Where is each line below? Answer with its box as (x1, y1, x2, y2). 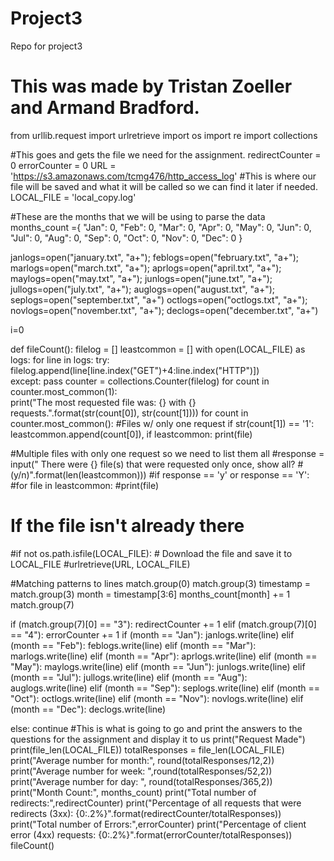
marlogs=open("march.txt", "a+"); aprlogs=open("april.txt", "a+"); (10, 262, 282, 274)
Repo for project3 (10, 40, 83, 52)
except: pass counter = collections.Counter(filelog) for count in (10, 375, 270, 387)
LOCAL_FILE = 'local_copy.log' (10, 191, 137, 203)
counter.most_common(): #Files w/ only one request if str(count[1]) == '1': (10, 417, 315, 429)
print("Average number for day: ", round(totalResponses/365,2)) (10, 775, 273, 787)
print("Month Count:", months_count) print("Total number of (10, 786, 257, 798)
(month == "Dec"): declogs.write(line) (10, 703, 167, 715)
